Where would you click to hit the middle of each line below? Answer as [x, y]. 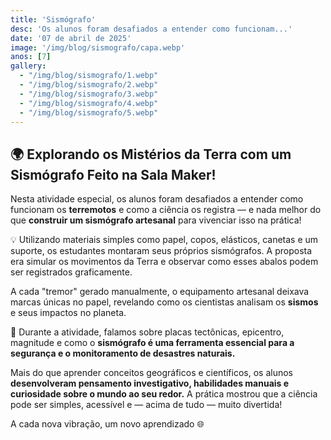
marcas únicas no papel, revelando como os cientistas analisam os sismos [164, 302]
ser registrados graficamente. [71, 272]
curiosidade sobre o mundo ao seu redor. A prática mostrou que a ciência [164, 394]
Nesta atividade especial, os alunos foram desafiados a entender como [157, 199]
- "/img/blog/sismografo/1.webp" [89, 76]
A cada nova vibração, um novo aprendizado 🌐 [107, 424]
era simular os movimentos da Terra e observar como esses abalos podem [164, 262]
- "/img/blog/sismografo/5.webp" [89, 112]
